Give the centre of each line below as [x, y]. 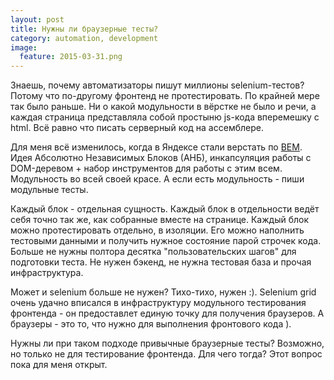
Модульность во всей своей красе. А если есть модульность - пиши [157, 179]
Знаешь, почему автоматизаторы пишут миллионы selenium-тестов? [157, 85]
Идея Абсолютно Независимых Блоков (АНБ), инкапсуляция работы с [161, 158]
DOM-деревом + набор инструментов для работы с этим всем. [146, 168]
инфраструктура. [47, 273]
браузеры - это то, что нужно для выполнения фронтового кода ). [151, 324]
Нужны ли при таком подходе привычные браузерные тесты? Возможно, [167, 343]
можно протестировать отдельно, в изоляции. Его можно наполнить [157, 230]
